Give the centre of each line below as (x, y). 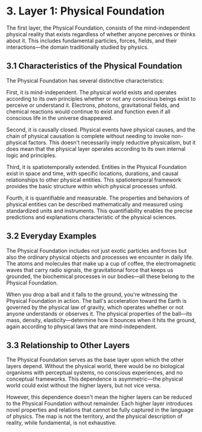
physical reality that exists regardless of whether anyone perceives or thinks (101, 34)
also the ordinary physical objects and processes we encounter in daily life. (100, 257)
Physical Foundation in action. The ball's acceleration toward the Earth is (96, 300)
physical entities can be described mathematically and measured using (94, 204)
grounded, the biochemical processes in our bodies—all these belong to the (100, 276)
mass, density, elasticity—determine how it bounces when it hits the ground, (101, 320)
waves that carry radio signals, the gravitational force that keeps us (90, 270)
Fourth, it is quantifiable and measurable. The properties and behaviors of (98, 198)
